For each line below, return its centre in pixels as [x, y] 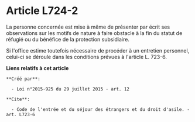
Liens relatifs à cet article [37, 68]
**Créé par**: [23, 79]
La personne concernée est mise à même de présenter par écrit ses [88, 27]
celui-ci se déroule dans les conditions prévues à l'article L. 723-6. [86, 57]
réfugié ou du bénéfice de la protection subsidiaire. [68, 39]
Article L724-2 [42, 11]
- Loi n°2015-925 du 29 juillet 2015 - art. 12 [71, 89]
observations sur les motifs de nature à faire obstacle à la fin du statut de [94, 33]
